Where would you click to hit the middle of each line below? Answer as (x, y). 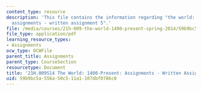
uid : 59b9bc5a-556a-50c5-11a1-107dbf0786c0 (62, 78)
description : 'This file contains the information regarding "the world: (101, 17)
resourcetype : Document (36, 67)
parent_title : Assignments (40, 56)
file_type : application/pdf (41, 34)
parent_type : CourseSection (41, 62)
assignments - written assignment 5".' (62, 23)
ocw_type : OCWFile (29, 51)
